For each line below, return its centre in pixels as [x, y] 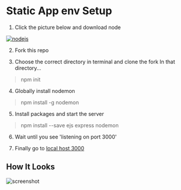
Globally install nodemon [45, 91]
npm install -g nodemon [50, 102]
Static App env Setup [59, 11]
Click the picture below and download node [68, 27]
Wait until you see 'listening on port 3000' [66, 137]
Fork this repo [32, 50]
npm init [30, 79]
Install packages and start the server [59, 114]
